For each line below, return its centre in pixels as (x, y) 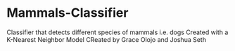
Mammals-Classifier (68, 13)
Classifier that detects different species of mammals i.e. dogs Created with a (118, 32)
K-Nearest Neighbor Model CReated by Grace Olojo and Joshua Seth (107, 39)
